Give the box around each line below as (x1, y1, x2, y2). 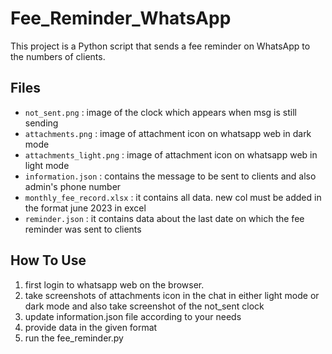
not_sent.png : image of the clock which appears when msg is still (24, 106, 297, 118)
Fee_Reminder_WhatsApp (10, 7, 232, 30)
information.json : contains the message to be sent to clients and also (24, 170, 317, 182)
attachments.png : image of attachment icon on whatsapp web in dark (24, 127, 312, 139)
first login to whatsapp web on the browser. (24, 278, 205, 291)
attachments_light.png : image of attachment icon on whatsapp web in (24, 148, 318, 161)
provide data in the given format (24, 321, 158, 333)
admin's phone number (24, 180, 122, 192)
